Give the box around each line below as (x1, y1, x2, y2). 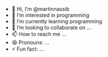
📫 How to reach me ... (11, 31, 66, 37)
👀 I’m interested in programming (11, 12, 90, 19)
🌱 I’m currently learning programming (11, 18, 103, 24)
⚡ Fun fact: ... (11, 45, 44, 52)
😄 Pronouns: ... (11, 39, 50, 46)
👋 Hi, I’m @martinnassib (11, 6, 70, 12)
